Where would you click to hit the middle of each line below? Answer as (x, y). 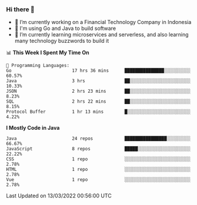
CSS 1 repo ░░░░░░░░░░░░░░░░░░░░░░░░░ (98, 159)
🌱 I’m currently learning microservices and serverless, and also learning (102, 35)
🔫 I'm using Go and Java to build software (65, 28)
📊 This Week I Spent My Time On (48, 53)
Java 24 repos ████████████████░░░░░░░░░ (98, 139)
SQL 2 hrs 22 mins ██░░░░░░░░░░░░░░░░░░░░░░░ (98, 102)
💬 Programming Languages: (38, 66)
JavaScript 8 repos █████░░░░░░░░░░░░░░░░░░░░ (98, 149)
